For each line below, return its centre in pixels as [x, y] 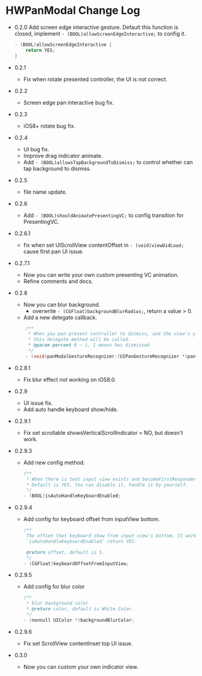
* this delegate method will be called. [79, 340]
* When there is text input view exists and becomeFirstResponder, [113, 479]
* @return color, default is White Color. [80, 609]
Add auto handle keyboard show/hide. [71, 409]
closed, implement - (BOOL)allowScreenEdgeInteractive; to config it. [100, 33]
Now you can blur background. [62, 305]
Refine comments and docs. [58, 281]
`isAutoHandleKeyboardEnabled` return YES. [82, 541]
